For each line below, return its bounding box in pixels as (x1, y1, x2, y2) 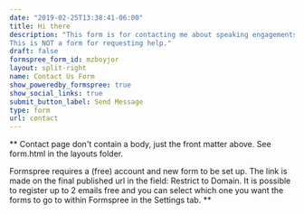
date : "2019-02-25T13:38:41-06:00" (9, 13, 144, 23)
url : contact (9, 114, 59, 123)
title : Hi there (9, 22, 71, 31)
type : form (9, 106, 51, 115)
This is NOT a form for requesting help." (9, 38, 172, 48)
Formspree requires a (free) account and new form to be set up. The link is (9, 166, 288, 177)
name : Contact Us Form (9, 72, 95, 81)
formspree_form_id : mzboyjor (9, 55, 119, 64)
